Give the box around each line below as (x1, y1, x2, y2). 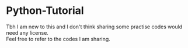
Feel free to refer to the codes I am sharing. (6, 35, 111, 42)
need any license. (6, 29, 48, 36)
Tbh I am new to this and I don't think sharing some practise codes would (6, 23, 183, 30)
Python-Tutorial (6, 4, 84, 17)
